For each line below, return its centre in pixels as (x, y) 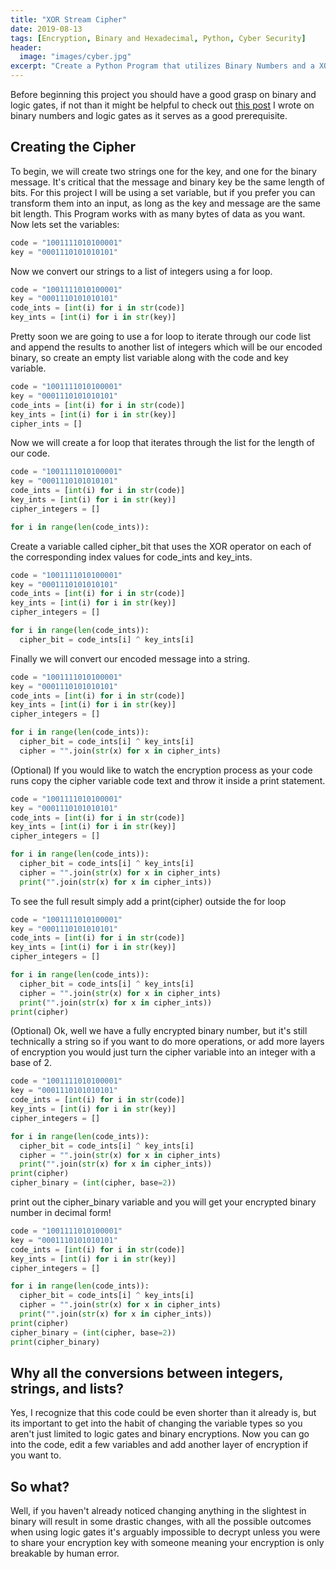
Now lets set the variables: (65, 224)
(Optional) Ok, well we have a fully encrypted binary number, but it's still (159, 1031)
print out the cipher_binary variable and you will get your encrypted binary (163, 1202)
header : (26, 47)
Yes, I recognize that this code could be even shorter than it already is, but (163, 1413)
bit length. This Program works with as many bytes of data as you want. (158, 213)
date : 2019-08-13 (46, 29)
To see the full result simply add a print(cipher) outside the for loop (148, 901)
